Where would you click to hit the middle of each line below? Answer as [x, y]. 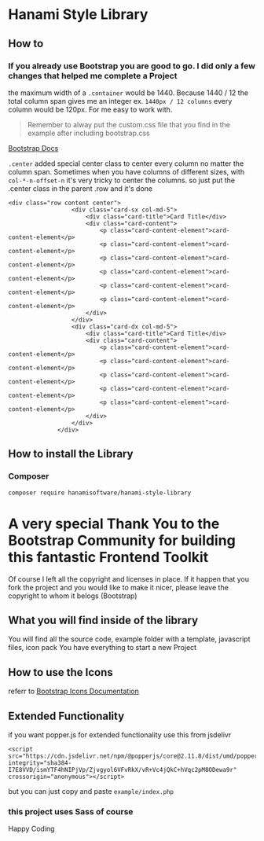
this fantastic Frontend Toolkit [108, 557]
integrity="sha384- [40, 763]
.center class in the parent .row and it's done [81, 188]
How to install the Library [71, 454]
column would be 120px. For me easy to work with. [90, 109]
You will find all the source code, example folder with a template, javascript [129, 639]
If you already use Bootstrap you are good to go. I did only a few [132, 66]
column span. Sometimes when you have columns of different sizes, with [126, 171]
